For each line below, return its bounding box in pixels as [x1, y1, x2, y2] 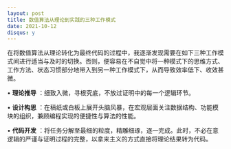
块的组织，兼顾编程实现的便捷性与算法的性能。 [7, 112, 140, 120]
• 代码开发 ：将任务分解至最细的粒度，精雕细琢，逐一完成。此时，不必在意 [7, 126, 219, 135]
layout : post [7, 10, 45, 17]
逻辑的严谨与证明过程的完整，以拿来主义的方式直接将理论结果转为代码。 [7, 135, 212, 144]
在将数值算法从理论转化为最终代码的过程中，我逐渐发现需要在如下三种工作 [7, 49, 218, 57]
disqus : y [7, 29, 36, 36]
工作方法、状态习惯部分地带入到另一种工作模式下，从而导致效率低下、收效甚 [7, 66, 224, 74]
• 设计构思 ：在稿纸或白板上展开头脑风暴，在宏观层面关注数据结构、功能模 [7, 103, 219, 111]
